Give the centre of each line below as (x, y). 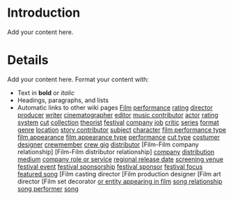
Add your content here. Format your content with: (78, 79)
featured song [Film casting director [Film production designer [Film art (119, 174)
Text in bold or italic (46, 92)
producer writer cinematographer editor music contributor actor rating (118, 115)
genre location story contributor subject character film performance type (122, 129)
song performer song (48, 188)
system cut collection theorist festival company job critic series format (118, 122)
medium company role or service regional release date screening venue (120, 159)
